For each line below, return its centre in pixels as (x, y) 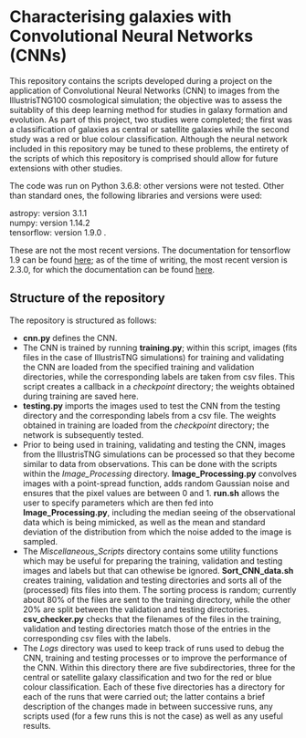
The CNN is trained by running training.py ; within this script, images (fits (160, 348)
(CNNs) (38, 56)
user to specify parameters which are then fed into (118, 503)
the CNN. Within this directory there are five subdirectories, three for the (159, 667)
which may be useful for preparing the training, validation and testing (153, 561)
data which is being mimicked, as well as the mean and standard (144, 522)
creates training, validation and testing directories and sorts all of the (152, 580)
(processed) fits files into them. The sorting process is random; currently (159, 589)
